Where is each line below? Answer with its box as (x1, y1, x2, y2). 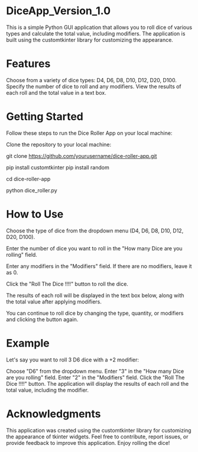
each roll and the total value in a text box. (6, 89, 106, 96)
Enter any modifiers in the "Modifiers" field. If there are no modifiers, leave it (6, 262, 192, 270)
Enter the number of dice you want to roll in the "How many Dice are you (6, 244, 183, 252)
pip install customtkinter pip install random (6, 164, 109, 171)
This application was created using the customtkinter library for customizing (6, 427, 191, 434)
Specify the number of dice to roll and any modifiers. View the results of (6, 83, 181, 90)
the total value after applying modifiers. (6, 298, 102, 305)
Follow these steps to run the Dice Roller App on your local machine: (6, 129, 173, 137)
